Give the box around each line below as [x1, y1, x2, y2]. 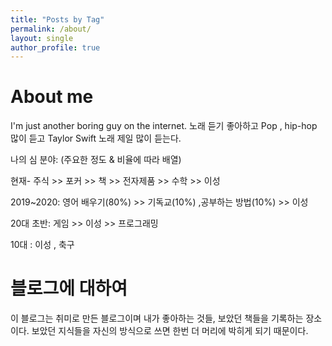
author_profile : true [10, 42, 101, 53]
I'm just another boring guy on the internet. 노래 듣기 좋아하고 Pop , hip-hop [10, 120, 318, 132]
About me [10, 86, 94, 108]
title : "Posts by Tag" [10, 14, 105, 25]
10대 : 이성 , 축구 [10, 239, 75, 251]
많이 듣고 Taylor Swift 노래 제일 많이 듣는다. [10, 132, 182, 145]
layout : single [10, 33, 74, 43]
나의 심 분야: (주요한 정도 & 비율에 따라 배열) [10, 154, 182, 166]
